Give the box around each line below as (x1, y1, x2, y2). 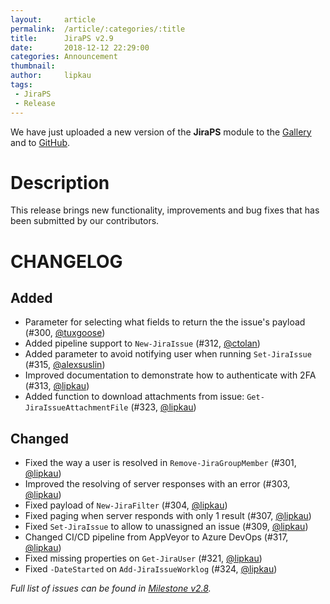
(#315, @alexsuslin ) (24, 359, 106, 371)
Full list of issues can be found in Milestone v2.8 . (10, 582, 212, 595)
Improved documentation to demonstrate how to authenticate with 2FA (24, 369, 317, 381)
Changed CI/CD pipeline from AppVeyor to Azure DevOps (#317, (24, 531, 289, 543)
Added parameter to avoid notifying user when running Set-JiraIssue (24, 348, 312, 360)
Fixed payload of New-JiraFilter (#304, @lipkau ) (24, 499, 228, 511)
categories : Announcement (10, 52, 118, 62)
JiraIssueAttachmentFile (24, 403, 129, 413)
